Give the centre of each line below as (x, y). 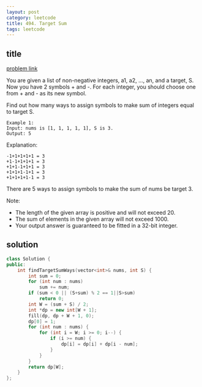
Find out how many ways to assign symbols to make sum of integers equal (100, 105)
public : (16, 264)
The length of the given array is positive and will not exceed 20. (95, 213)
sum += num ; (54, 287)
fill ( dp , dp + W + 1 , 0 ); (62, 315)
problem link (22, 68)
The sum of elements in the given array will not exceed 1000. (92, 219)
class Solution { (28, 259)
